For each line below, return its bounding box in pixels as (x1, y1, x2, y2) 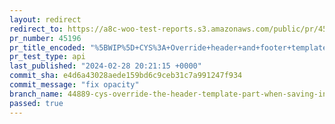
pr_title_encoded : (9, 42, 86, 53)
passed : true (9, 98, 64, 108)
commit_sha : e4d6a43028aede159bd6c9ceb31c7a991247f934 (9, 71, 243, 81)
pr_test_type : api (9, 52, 86, 62)
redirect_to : (9, 24, 64, 34)
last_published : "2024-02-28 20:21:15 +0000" (9, 61, 202, 71)
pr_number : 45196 (9, 33, 82, 43)
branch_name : (9, 89, 64, 99)
